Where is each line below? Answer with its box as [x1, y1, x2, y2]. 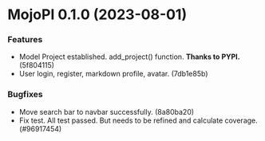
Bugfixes [7, 89, 43, 100]
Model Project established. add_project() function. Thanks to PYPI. [18, 52, 240, 61]
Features [7, 34, 43, 45]
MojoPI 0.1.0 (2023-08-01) [7, 6, 188, 24]
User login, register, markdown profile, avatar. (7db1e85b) [18, 69, 208, 79]
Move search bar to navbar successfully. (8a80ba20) [18, 107, 195, 116]
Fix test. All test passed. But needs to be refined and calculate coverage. [18, 116, 259, 125]
